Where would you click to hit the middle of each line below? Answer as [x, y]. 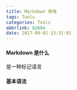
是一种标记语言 [24, 67]
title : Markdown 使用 [32, 11]
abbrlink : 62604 [26, 28]
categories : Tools [28, 22]
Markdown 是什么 [28, 53]
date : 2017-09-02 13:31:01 [39, 33]
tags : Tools [20, 17]
